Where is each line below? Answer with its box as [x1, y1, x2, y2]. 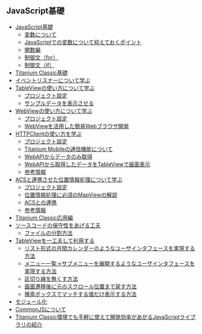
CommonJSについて [15, 305, 67, 313]
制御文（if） [24, 61, 55, 68]
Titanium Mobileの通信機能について [24, 145, 113, 153]
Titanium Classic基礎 [15, 69, 68, 76]
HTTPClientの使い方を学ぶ [15, 130, 82, 137]
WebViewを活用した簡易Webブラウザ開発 [24, 122, 129, 129]
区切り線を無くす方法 [24, 275, 78, 282]
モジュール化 [15, 298, 48, 305]
